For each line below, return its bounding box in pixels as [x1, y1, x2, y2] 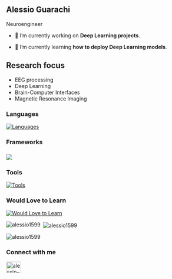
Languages [6, 109, 39, 118]
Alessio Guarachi [6, 5, 71, 15]
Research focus [6, 60, 65, 70]
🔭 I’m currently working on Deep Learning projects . [14, 32, 140, 39]
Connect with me [6, 248, 56, 256]
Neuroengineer [6, 20, 43, 27]
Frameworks [6, 138, 43, 146]
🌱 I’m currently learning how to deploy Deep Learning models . [14, 43, 167, 50]
